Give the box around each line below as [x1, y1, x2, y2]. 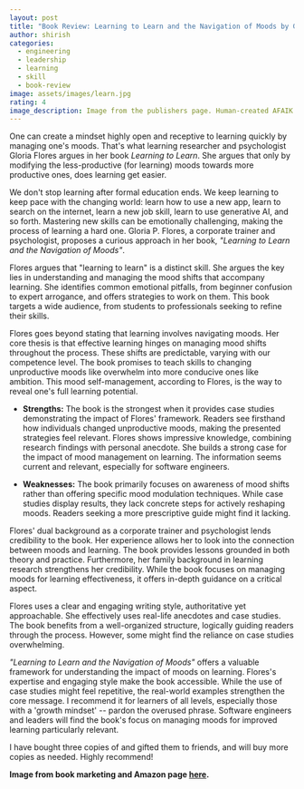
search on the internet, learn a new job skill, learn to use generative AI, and [9, 206, 290, 218]
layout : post [9, 13, 59, 23]
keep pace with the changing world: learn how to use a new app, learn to [9, 197, 281, 208]
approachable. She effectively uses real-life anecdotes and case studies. [9, 610, 281, 621]
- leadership [17, 55, 67, 64]
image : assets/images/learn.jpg [9, 89, 131, 98]
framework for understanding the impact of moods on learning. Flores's [9, 667, 277, 677]
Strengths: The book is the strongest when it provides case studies [22, 404, 275, 414]
